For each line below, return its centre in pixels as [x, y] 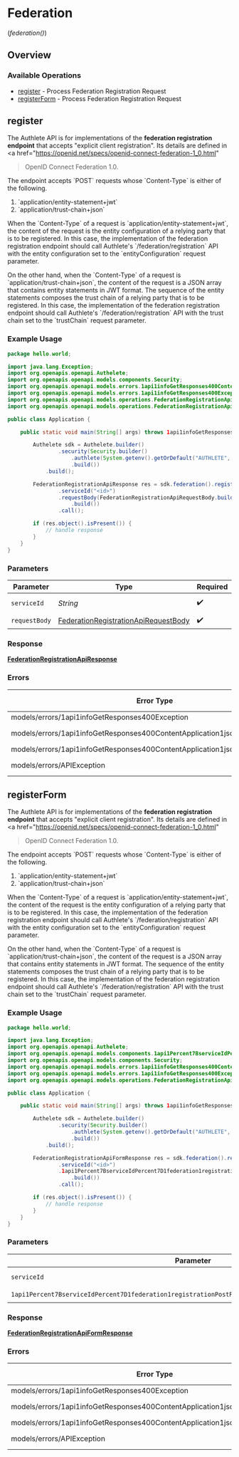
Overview [30, 55]
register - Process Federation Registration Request [92, 91]
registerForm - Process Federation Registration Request [99, 98]
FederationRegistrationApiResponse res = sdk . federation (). [124, 484]
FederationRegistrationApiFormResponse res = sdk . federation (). [130, 1158]
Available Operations [44, 75]
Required [212, 587]
